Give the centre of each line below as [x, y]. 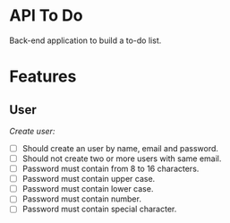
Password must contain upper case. [89, 179]
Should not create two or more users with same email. [122, 159]
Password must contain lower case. [88, 189]
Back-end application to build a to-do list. [85, 40]
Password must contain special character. [99, 209]
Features [43, 77]
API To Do [46, 16]
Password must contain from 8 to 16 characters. [111, 169]
